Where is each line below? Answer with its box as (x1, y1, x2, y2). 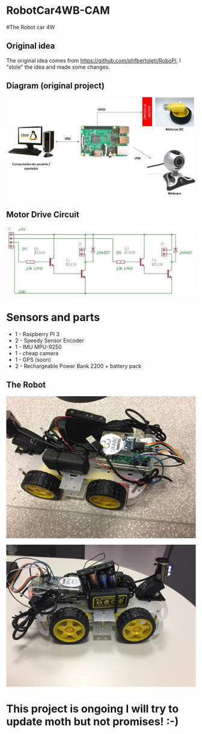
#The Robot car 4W (6, 23, 55, 31)
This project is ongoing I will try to (6, 702, 179, 715)
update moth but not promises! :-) (6, 715, 179, 728)
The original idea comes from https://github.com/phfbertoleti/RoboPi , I (6, 57, 181, 64)
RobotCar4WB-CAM (6, 4, 110, 17)
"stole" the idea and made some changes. (6, 63, 110, 70)
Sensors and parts (6, 311, 100, 325)
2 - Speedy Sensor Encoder (14, 337, 84, 344)
